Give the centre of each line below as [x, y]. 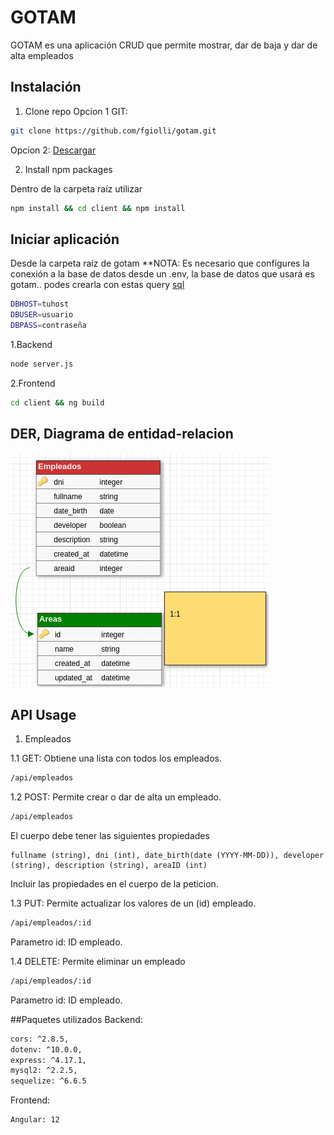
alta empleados [42, 55]
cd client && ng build [57, 402]
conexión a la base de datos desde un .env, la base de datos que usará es [162, 274]
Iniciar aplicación [65, 239]
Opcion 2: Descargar [53, 150]
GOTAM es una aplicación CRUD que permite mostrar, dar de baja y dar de [164, 45]
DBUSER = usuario [42, 315]
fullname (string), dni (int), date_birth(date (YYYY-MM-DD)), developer [167, 856]
